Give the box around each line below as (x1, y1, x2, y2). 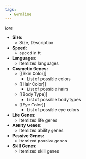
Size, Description (19, 39, 54, 45)
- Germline (9, 12, 32, 17)
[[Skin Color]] (19, 71, 47, 76)
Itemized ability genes (19, 127, 64, 133)
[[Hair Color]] (19, 81, 46, 87)
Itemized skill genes (19, 148, 59, 154)
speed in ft (19, 50, 41, 56)
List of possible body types (26, 96, 81, 102)
